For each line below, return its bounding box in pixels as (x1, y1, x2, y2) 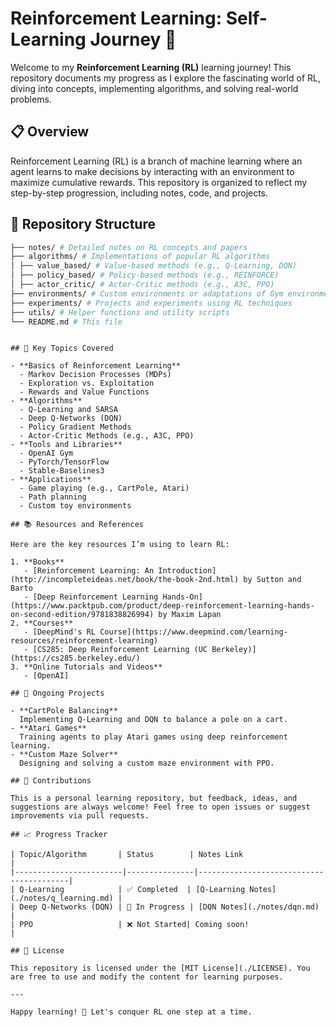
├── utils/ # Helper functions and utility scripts (10, 307, 230, 317)
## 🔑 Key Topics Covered (10, 343, 114, 354)
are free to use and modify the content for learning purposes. (10, 972, 284, 982)
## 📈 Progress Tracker (10, 830, 108, 840)
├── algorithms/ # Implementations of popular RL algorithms (10, 252, 271, 262)
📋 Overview (10, 123, 90, 141)
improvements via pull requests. (10, 811, 150, 821)
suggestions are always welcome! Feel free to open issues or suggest (10, 802, 311, 812)
